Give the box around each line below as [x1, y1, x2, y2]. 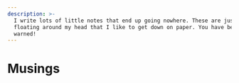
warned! [14, 30, 37, 38]
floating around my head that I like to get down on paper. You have [14, 23, 224, 31]
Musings [7, 61, 60, 77]
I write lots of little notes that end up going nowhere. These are [14, 17, 221, 24]
